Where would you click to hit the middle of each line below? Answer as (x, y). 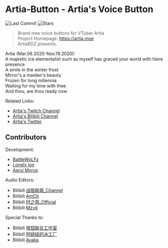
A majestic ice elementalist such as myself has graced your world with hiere (84, 59)
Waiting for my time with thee (36, 86)
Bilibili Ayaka (25, 240)
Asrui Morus (25, 170)
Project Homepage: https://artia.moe (56, 38)
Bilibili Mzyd (25, 208)
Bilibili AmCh (26, 196)
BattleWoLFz (25, 159)
